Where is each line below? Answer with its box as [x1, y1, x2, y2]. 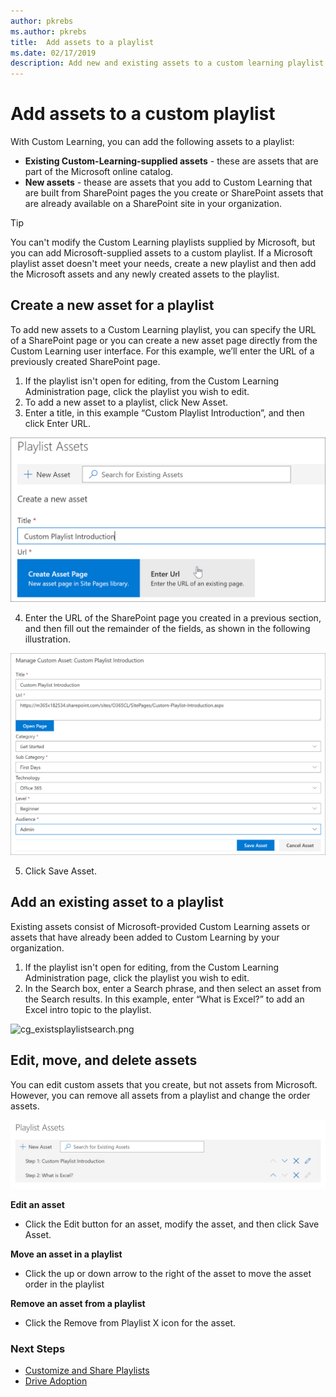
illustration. [24, 633, 72, 645]
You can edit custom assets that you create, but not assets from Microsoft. [10, 1078, 318, 1090]
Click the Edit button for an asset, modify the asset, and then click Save [24, 1218, 320, 1230]
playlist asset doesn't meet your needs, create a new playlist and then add [10, 258, 317, 270]
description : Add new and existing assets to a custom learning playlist [10, 58, 325, 69]
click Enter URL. [24, 417, 92, 429]
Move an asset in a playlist [10, 1248, 123, 1260]
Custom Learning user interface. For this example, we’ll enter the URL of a [10, 345, 315, 357]
